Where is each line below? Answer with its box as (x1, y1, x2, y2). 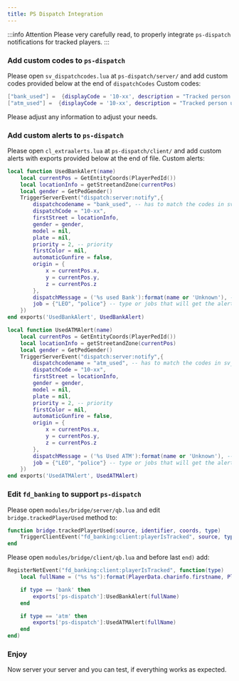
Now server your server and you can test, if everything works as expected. (7, 665, 227, 674)
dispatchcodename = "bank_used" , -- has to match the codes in (33, 201, 224, 208)
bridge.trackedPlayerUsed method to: (7, 513, 117, 521)
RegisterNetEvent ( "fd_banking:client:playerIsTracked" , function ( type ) (7, 567, 224, 574)
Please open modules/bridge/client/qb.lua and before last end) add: (7, 553, 210, 562)
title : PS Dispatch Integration (7, 10, 103, 18)
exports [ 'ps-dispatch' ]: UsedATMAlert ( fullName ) (33, 619, 176, 626)
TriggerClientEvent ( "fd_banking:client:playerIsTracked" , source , (20, 533, 221, 541)
